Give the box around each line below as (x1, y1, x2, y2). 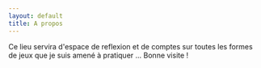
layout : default (8, 11, 63, 20)
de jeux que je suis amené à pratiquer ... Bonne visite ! (8, 50, 189, 60)
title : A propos (8, 19, 63, 28)
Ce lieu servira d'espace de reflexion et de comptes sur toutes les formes (8, 41, 253, 51)
